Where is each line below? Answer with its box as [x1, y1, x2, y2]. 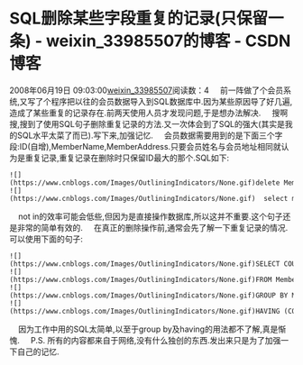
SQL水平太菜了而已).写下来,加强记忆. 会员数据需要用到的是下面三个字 [16, 130, 283, 141]
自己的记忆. [16, 346, 60, 357]
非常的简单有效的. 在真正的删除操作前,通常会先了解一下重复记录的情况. [16, 222, 289, 233]
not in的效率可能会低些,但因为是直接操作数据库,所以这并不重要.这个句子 [17, 211, 283, 222]
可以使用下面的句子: [9, 233, 84, 244]
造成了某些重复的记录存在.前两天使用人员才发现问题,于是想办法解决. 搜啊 [9, 107, 289, 118]
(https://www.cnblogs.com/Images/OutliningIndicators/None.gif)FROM [9, 275, 272, 284]
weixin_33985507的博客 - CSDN [45, 31, 291, 51]
